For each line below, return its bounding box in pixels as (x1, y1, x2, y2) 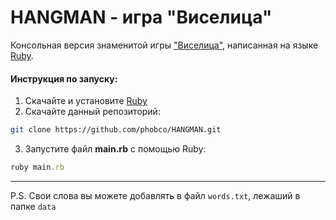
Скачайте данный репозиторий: (24, 106, 161, 118)
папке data (10, 200, 57, 212)
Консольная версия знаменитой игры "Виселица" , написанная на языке (10, 39, 319, 51)
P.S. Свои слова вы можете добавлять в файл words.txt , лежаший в (10, 189, 301, 201)
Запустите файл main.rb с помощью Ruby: (24, 143, 207, 155)
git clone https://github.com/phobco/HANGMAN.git (10, 125, 222, 135)
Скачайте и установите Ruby (24, 95, 148, 107)
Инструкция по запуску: (10, 72, 118, 85)
